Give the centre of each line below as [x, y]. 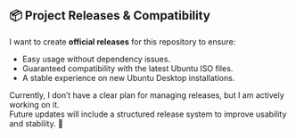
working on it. [34, 104]
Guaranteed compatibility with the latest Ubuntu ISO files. [127, 68]
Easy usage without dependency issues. [96, 59]
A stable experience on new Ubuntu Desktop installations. [128, 77]
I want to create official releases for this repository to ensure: [123, 41]
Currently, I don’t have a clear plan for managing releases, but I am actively [147, 95]
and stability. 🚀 [37, 123]
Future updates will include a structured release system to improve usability [148, 114]
